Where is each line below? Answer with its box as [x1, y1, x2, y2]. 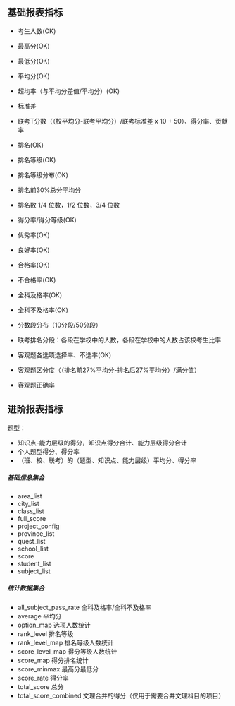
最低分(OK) [17, 56, 51, 65]
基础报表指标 [7, 6, 63, 19]
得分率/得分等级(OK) [17, 215, 77, 224]
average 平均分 [17, 611, 62, 620]
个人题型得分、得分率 [17, 447, 80, 455]
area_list [17, 491, 42, 500]
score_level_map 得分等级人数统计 [17, 647, 118, 655]
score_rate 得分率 [17, 674, 69, 682]
